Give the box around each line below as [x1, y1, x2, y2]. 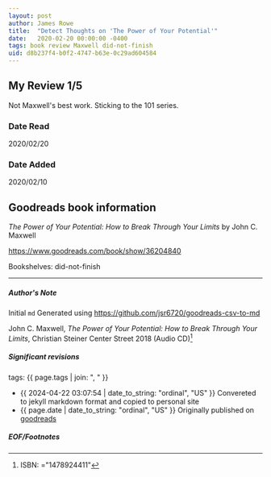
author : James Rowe [8, 19, 74, 27]
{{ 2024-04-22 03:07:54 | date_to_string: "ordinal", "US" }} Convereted [19, 388, 256, 397]
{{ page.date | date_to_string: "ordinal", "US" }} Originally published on [19, 404, 255, 415]
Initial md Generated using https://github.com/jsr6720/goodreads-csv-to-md [8, 308, 261, 318]
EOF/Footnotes [8, 432, 60, 442]
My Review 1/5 [8, 79, 83, 93]
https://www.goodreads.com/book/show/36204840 [8, 247, 181, 256]
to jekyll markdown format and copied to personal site [19, 396, 200, 406]
